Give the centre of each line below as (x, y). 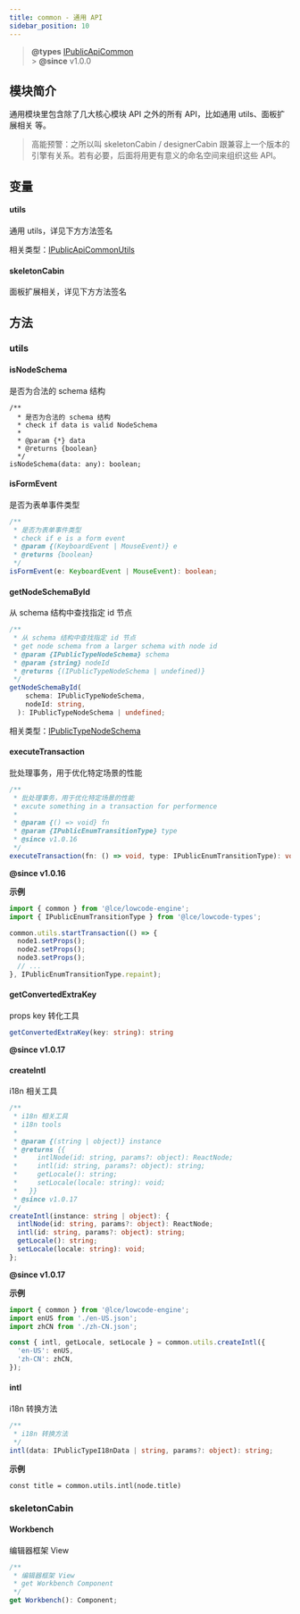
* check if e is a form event (69, 538)
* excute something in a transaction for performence (115, 806)
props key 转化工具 (44, 1016)
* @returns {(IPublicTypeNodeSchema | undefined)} (109, 671)
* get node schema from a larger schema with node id (115, 646)
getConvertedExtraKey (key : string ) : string (92, 1033)
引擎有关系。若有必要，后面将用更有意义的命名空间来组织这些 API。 (156, 155)
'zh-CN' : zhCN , (46, 1359)
